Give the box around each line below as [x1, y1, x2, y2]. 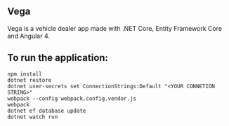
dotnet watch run [7, 113, 58, 120]
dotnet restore [7, 76, 52, 83]
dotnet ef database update [7, 107, 86, 114]
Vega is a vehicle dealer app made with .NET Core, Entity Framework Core [7, 24, 223, 32]
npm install [7, 70, 42, 78]
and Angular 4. [7, 31, 51, 40]
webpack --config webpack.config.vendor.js [7, 94, 137, 102]
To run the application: [7, 52, 109, 64]
